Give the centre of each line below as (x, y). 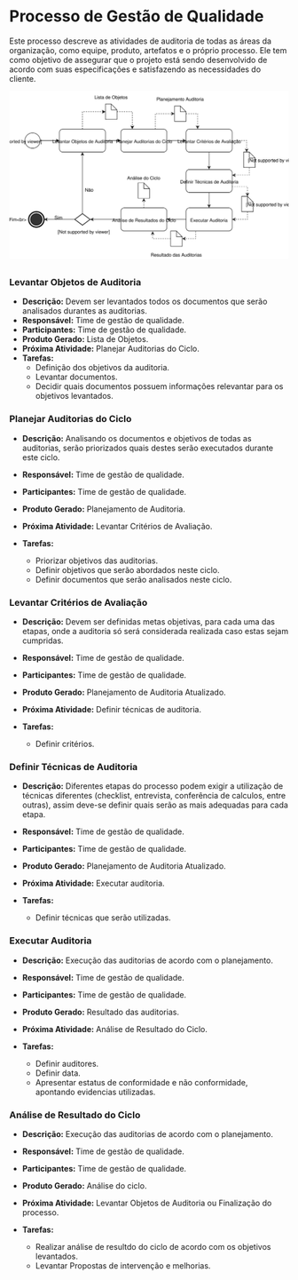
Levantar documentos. (76, 377)
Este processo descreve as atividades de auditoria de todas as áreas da (141, 41)
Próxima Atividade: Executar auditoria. (94, 883)
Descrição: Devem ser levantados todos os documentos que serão (145, 302)
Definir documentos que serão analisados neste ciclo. (133, 579)
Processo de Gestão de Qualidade (137, 16)
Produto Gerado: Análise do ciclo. (84, 1185)
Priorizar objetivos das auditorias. (96, 560)
